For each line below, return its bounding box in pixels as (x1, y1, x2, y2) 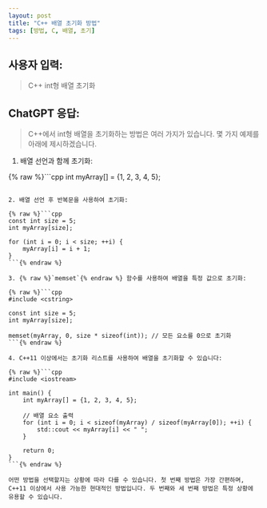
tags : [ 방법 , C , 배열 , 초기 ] (8, 26, 96, 34)
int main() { (8, 389, 52, 397)
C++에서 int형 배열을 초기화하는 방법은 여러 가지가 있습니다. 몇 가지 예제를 (27, 129, 260, 138)
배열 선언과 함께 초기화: (19, 157, 94, 165)
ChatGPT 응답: (8, 106, 80, 120)
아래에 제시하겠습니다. (27, 139, 98, 149)
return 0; (22, 446, 56, 454)
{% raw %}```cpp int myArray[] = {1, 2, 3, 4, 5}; (8, 173, 161, 181)
